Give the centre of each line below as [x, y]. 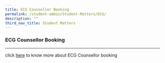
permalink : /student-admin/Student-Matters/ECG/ [56, 14]
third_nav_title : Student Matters [41, 23]
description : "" [22, 18]
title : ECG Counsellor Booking [37, 9]
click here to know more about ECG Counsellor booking [61, 55]
